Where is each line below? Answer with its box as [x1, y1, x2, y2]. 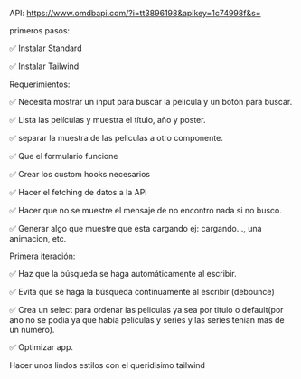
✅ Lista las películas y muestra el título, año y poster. [9, 115, 206, 125]
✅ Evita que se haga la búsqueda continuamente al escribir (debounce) [9, 287, 275, 297]
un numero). [9, 325, 55, 335]
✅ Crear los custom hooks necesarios [9, 169, 151, 179]
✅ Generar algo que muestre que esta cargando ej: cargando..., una [9, 223, 262, 233]
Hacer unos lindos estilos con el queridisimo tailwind [9, 360, 206, 370]
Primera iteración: [9, 251, 76, 261]
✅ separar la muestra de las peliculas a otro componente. [9, 133, 223, 143]
